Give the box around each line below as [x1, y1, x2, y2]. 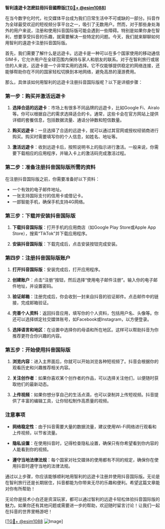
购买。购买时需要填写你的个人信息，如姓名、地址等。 [12, 134, 120, 140]
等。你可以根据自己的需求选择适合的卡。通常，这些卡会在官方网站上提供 [12, 111, 159, 117]
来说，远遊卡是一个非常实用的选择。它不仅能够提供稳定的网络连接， [18, 62, 156, 68]
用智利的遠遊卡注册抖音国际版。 [5, 40, 70, 46]
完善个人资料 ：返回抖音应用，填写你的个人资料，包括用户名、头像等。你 [12, 310, 159, 316]
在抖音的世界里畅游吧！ [5, 508, 53, 514]
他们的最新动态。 [16, 381, 52, 387]
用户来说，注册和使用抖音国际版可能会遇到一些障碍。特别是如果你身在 [13, 28, 156, 33]
